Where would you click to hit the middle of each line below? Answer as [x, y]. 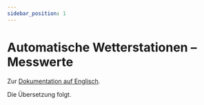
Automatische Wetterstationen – [102, 47]
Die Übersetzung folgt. [39, 94]
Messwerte [40, 62]
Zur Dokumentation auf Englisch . [54, 81]
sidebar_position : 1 [37, 13]
